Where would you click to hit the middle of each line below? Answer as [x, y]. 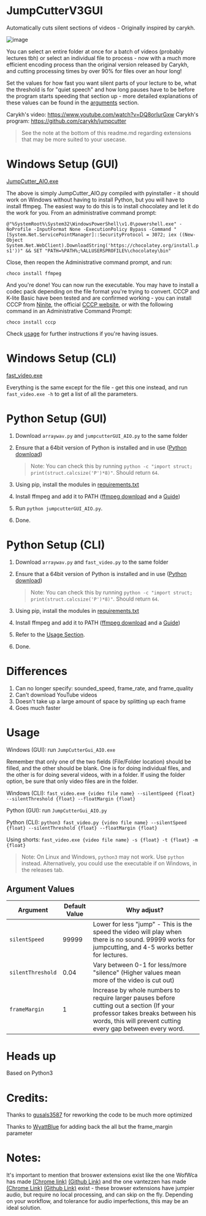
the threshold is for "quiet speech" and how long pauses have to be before [101, 89]
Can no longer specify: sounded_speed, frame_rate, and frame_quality [104, 688]
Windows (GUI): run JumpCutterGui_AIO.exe [61, 749]
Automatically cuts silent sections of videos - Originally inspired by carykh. [101, 28]
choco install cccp [31, 322]
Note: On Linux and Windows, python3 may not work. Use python [103, 857]
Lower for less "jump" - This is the [143, 924]
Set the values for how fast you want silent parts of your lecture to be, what [101, 83]
